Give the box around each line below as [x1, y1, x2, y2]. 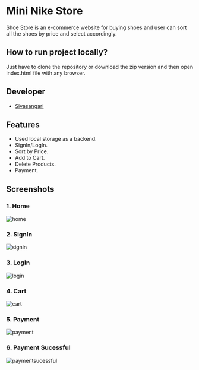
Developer [6, 87, 46, 97]
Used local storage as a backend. [14, 135, 97, 143]
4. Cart [6, 287, 27, 295]
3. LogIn [6, 258, 30, 267]
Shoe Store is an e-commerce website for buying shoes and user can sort [6, 24, 187, 31]
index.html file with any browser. [6, 69, 86, 77]
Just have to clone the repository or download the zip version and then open [6, 63, 194, 70]
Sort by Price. [14, 148, 49, 155]
